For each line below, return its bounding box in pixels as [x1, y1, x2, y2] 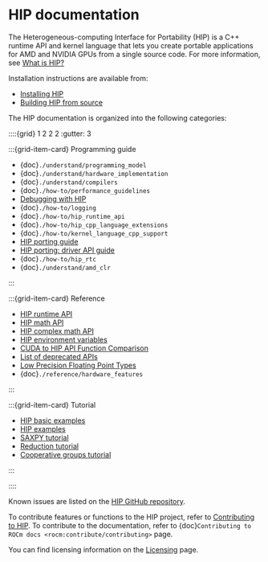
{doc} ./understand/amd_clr [19, 262, 111, 272]
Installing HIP [19, 88, 64, 98]
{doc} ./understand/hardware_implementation [19, 168, 169, 178]
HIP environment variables [19, 334, 108, 344]
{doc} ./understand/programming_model [19, 159, 147, 170]
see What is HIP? [8, 58, 65, 68]
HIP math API [19, 318, 64, 327]
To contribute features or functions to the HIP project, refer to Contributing [8, 512, 255, 522]
